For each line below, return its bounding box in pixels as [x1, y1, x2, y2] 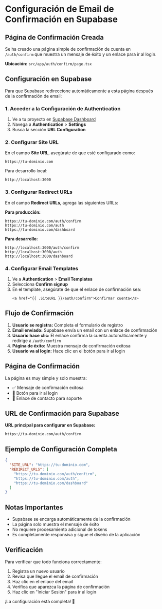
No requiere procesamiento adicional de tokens [12, 527, 108, 532]
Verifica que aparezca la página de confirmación [12, 584, 110, 589]
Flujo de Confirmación [5, 309, 74, 318]
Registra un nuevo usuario [12, 568, 65, 574]
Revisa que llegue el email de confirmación [12, 573, 98, 579]
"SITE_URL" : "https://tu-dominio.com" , [9, 463, 90, 467]
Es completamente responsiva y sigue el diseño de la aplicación [12, 532, 141, 538]
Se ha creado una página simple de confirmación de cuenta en [5, 46, 131, 52]
